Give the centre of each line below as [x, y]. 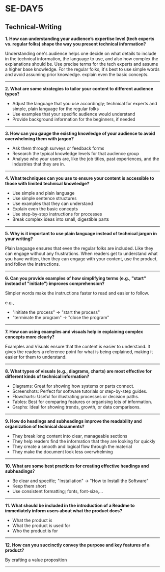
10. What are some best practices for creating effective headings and [77, 466]
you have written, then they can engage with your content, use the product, [82, 259]
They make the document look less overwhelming [62, 452]
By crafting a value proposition [36, 560]
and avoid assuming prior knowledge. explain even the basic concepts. [77, 74]
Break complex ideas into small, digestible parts [61, 219]
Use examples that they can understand [53, 204]
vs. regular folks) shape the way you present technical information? [76, 44]
